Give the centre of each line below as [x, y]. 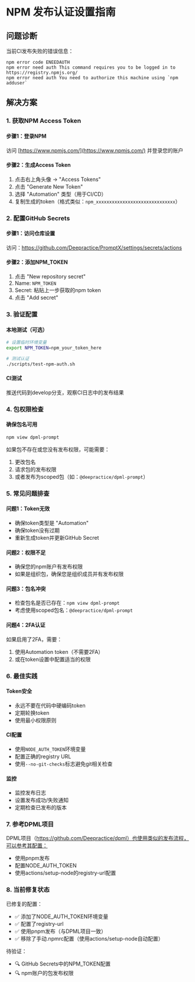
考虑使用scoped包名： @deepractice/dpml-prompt [74, 610]
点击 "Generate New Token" [49, 186]
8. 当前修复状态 [28, 890]
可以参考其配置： [27, 845]
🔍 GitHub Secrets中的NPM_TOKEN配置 [63, 964]
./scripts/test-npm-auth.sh [41, 364]
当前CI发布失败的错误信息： [40, 51]
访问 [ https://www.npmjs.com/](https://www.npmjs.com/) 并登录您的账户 [95, 150]
